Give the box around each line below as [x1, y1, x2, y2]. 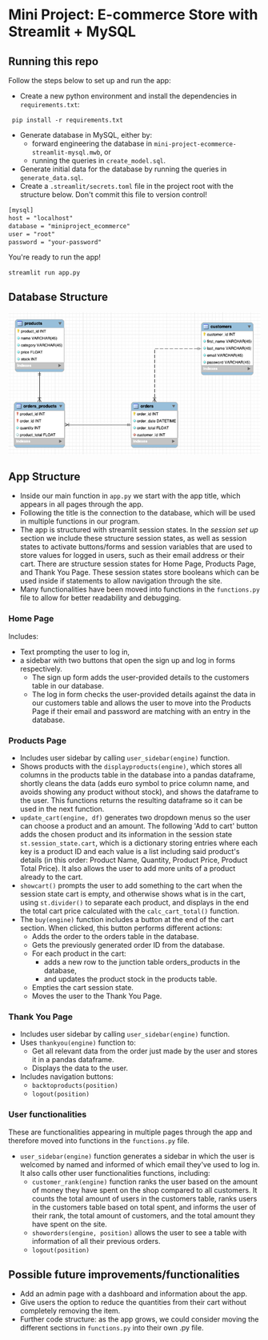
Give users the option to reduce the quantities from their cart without [19, 1298, 246, 1307]
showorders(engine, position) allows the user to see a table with [31, 1227, 247, 1238]
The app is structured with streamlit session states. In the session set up [19, 525, 258, 535]
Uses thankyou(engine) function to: [19, 1038, 136, 1048]
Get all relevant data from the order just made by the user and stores [31, 1046, 258, 1056]
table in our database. [31, 680, 104, 690]
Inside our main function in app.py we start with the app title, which [19, 491, 241, 501]
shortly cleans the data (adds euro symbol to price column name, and [19, 778, 250, 788]
